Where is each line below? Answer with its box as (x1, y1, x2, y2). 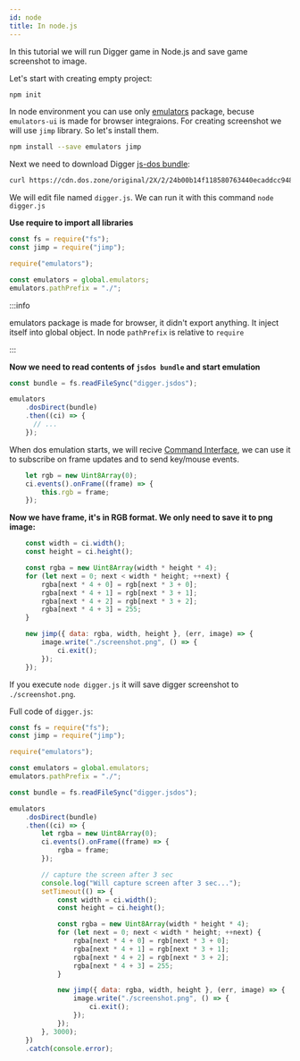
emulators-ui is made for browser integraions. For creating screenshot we (9, 115, 282, 126)
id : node (9, 13, 42, 22)
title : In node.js (9, 21, 78, 30)
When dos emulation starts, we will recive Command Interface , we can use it (9, 444, 291, 454)
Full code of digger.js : (9, 706, 94, 717)
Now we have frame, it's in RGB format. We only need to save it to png (9, 512, 273, 523)
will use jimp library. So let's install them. (9, 125, 159, 136)
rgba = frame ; (56, 846, 110, 855)
